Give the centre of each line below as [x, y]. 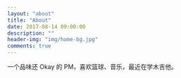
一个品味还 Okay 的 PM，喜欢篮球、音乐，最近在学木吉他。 [93, 67]
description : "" [31, 33]
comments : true [29, 46]
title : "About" [29, 20]
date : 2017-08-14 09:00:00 [46, 26]
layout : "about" [31, 14]
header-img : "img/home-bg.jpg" [53, 40]
